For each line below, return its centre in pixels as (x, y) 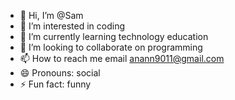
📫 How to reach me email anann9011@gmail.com (122, 58)
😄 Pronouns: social (60, 73)
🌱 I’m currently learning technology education (114, 36)
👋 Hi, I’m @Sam (51, 15)
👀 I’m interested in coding (72, 26)
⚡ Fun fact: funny (55, 84)
